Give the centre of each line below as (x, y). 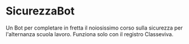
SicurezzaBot (40, 11)
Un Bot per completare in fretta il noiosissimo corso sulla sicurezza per (94, 28)
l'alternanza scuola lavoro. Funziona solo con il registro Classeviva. (90, 34)
